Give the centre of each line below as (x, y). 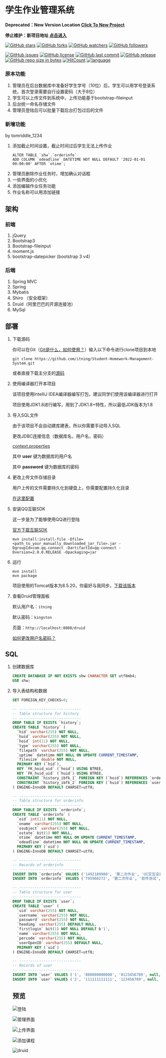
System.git (23, 363)
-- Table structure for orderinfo (48, 801)
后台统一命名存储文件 (34, 104)
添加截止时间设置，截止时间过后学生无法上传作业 (62, 145)
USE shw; (21, 681)
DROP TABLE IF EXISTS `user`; (43, 901)
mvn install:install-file (39, 539)
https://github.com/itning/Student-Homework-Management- (94, 359)
